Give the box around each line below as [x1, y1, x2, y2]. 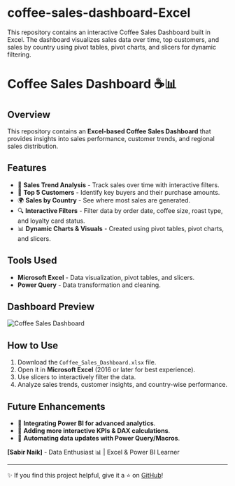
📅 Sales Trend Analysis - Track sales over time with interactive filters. [17, 180, 220, 189]
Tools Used [7, 255, 57, 267]
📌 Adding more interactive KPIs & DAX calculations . [17, 427, 171, 434]
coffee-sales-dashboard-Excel [7, 5, 191, 21]
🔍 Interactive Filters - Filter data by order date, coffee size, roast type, [17, 206, 223, 214]
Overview [7, 108, 51, 120]
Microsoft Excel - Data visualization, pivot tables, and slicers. [17, 273, 195, 281]
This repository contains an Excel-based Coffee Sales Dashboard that [7, 127, 211, 135]
